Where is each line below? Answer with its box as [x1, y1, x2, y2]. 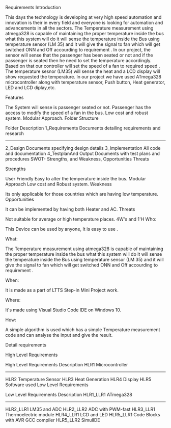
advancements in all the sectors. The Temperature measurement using [5, 25, 154, 31]
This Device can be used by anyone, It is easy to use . [5, 226, 119, 232]
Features [5, 94, 24, 100]
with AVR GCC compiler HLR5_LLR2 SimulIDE [5, 417, 100, 423]
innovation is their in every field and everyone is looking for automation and [5, 20, 163, 25]
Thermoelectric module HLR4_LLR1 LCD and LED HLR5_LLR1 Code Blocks [5, 412, 160, 417]
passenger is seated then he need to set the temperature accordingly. [5, 58, 152, 63]
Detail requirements [5, 342, 47, 348]
